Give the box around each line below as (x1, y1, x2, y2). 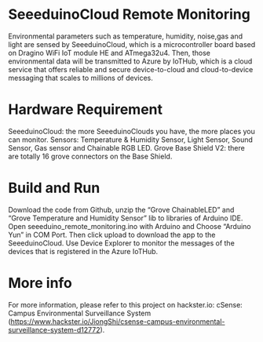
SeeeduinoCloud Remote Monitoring (8, 5, 251, 24)
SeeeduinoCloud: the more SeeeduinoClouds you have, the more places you (8, 126, 255, 136)
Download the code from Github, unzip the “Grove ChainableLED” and (8, 205, 235, 214)
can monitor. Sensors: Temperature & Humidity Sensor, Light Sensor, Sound (8, 135, 254, 144)
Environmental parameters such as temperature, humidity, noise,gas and (8, 31, 243, 41)
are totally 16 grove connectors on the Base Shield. (8, 151, 173, 161)
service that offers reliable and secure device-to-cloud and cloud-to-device (8, 64, 254, 74)
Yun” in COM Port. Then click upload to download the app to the (8, 230, 216, 239)
